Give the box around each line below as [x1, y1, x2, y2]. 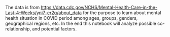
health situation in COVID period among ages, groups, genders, [5, 15, 138, 21]
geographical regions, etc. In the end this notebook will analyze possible [5, 20, 156, 26]
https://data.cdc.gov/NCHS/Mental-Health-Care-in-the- [40, 5, 158, 10]
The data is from [5, 5, 40, 10]
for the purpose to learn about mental [83, 10, 161, 16]
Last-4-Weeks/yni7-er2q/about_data [5, 10, 82, 16]
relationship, [5, 26, 31, 32]
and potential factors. [32, 26, 77, 32]
